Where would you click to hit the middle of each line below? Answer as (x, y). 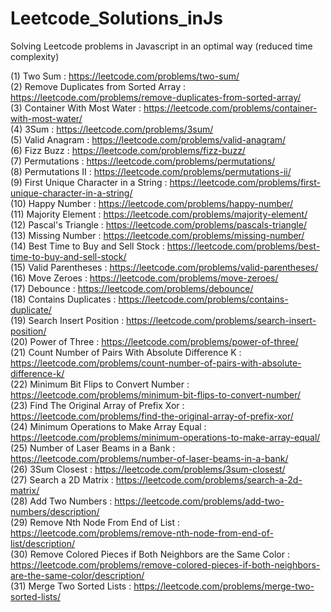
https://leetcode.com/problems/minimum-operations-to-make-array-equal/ (165, 437)
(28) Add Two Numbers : (61, 501)
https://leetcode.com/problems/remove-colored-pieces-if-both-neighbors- (165, 564)
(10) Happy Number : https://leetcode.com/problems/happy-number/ (152, 203)
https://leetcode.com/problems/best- (243, 246)
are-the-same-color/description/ (77, 575)
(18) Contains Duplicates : (63, 299)
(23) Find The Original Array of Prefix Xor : (97, 405)
